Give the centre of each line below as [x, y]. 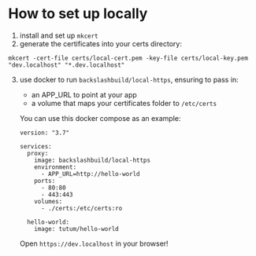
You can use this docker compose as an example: [100, 118]
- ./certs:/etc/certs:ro [82, 208]
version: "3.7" [45, 133]
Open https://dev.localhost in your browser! [94, 243]
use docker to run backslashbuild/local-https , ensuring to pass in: [129, 79]
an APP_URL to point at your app [84, 94]
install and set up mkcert [59, 35]
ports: [45, 181]
